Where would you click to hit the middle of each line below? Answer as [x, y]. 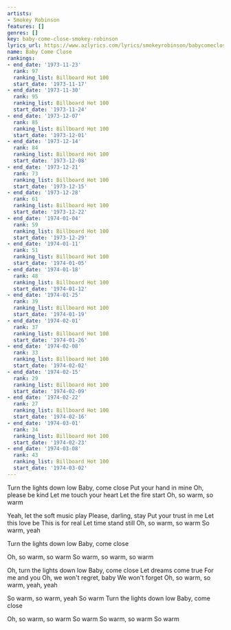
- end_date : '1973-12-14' [44, 142]
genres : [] [23, 33]
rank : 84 [26, 148]
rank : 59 [26, 224]
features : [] [26, 26]
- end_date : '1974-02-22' [44, 398]
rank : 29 [26, 378]
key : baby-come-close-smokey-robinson [63, 39]
